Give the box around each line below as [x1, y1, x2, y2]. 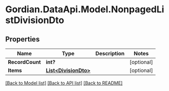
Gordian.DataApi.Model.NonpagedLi [5, 4, 164, 15]
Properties [5, 35, 40, 43]
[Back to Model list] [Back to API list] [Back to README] [5, 80, 123, 86]
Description [95, 50, 125, 57]
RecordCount [8, 59, 41, 65]
